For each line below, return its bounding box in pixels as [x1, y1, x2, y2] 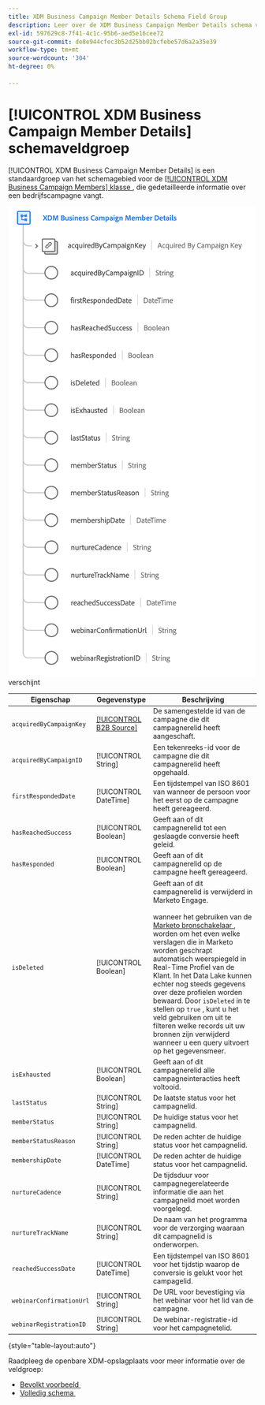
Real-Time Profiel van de [152, 962, 235, 971]
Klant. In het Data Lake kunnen [152, 971, 252, 980]
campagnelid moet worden [152, 1195, 241, 1206]
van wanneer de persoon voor [152, 787, 251, 796]
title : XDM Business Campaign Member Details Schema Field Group [8, 13, 227, 20]
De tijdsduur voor [152, 1171, 209, 1180]
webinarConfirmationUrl [11, 1297, 90, 1305]
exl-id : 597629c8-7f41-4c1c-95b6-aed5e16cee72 [8, 29, 164, 37]
